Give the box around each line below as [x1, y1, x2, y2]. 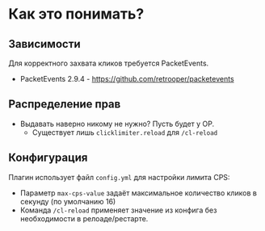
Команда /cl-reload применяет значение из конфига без [19, 205, 217, 215]
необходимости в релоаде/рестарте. [19, 213, 149, 223]
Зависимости [8, 37, 81, 51]
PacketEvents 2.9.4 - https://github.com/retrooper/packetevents [19, 74, 234, 83]
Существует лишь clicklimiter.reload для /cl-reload [32, 127, 218, 137]
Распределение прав [8, 98, 121, 111]
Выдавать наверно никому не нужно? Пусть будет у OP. [19, 119, 215, 128]
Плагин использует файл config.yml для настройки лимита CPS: [8, 172, 230, 182]
